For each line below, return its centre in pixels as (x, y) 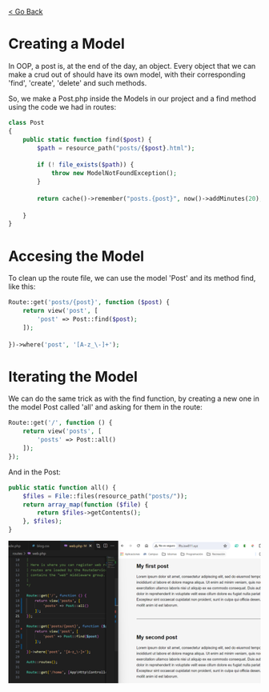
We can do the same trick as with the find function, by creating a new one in (134, 398)
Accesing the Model (76, 256)
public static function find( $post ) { (87, 139)
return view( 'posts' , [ (62, 431)
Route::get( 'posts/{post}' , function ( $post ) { (89, 302)
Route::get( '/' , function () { (60, 423)
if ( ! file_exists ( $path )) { (86, 165)
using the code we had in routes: (62, 106)
